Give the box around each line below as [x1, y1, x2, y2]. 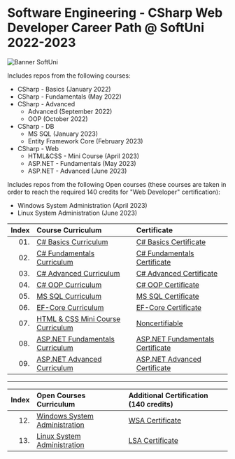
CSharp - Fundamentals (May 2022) [17, 92, 122, 101]
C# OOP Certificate [136, 280, 199, 290]
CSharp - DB [17, 122, 55, 130]
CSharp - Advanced [17, 99, 76, 108]
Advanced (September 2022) [27, 107, 113, 115]
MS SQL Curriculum [36, 291, 102, 301]
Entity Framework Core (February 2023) [27, 136, 143, 145]
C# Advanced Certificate [136, 268, 218, 278]
